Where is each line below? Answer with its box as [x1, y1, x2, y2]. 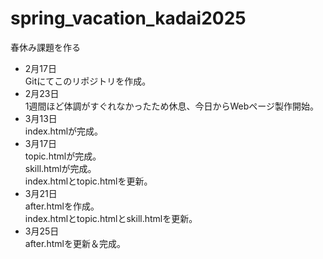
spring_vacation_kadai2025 [10, 7, 247, 30]
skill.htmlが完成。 [24, 162, 97, 174]
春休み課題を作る [10, 41, 81, 53]
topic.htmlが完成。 [24, 150, 102, 162]
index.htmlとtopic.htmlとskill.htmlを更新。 [24, 212, 198, 224]
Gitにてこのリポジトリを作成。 [24, 75, 152, 87]
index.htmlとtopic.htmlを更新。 [24, 175, 153, 187]
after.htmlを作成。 [24, 200, 100, 212]
